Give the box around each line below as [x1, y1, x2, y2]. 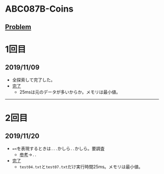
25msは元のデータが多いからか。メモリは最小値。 [19, 89, 121, 95]
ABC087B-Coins [5, 3, 74, 15]
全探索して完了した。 [12, 77, 55, 83]
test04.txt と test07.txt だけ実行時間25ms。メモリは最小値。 [19, 164, 143, 170]
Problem [5, 23, 32, 31]
